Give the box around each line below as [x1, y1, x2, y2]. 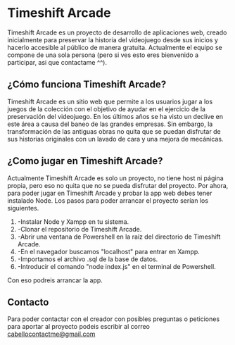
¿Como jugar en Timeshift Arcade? [7, 155, 163, 167]
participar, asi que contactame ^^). [7, 58, 108, 66]
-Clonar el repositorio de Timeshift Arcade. [17, 225, 142, 233]
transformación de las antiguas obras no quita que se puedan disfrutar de [7, 127, 221, 135]
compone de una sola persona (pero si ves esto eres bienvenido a [7, 51, 199, 59]
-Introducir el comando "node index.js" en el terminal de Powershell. [17, 262, 216, 270]
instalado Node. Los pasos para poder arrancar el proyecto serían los [7, 196, 209, 205]
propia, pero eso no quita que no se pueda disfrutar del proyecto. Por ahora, [7, 181, 229, 189]
